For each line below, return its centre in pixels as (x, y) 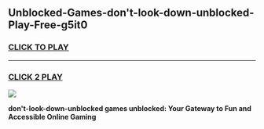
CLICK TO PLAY (38, 48)
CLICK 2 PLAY (35, 77)
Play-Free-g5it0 (48, 25)
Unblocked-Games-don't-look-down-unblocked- (131, 13)
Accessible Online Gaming (52, 116)
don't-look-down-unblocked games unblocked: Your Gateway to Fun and (130, 108)
